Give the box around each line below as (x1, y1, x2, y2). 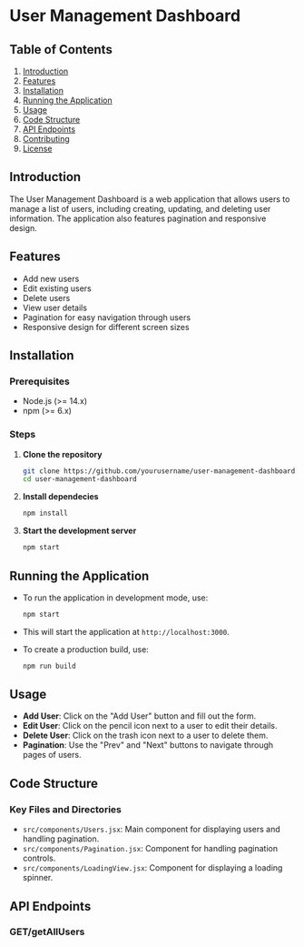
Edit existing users (22, 283, 93, 294)
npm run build (22, 661, 76, 670)
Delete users (22, 292, 71, 303)
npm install (22, 509, 68, 519)
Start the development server (22, 525, 137, 537)
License (22, 143, 53, 154)
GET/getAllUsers (9, 925, 85, 938)
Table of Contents (9, 42, 113, 57)
